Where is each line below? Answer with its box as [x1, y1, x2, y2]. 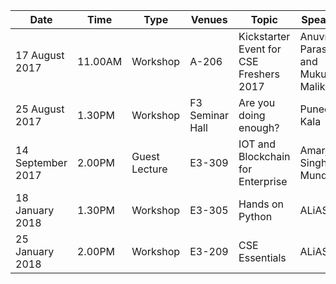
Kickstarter [238, 30, 291, 43]
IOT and [238, 137, 277, 151]
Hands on [238, 197, 285, 211]
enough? [238, 121, 280, 134]
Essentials [238, 251, 287, 264]
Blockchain [238, 150, 291, 163]
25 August [15, 102, 65, 116]
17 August [15, 49, 65, 62]
